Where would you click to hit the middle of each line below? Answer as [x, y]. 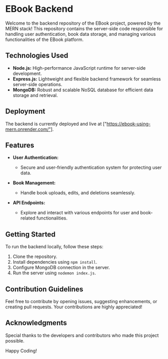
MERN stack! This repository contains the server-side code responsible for [84, 28]
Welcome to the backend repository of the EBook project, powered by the [83, 23]
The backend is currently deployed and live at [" [56, 124]
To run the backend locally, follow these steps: [54, 247]
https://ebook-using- [129, 124]
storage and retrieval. [35, 95]
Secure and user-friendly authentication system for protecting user [91, 168]
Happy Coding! [21, 351]
